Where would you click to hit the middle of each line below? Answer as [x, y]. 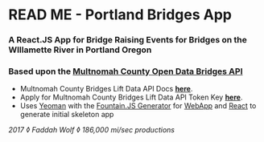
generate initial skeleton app [67, 115]
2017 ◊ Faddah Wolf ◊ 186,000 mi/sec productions [92, 130]
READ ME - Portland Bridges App [120, 15]
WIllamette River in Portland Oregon [80, 50]
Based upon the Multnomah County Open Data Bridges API [126, 71]
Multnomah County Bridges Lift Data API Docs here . [106, 89]
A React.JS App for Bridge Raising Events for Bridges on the [128, 40]
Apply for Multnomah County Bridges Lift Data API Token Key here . [131, 97]
